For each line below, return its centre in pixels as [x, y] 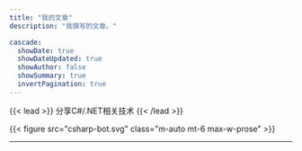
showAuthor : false [52, 67]
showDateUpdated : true [60, 59]
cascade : [26, 42]
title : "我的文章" [41, 18]
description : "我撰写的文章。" [63, 26]
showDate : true [46, 50]
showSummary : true [52, 76]
